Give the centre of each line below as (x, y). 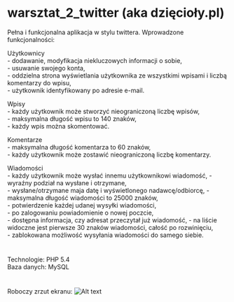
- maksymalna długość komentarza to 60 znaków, (79, 147)
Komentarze (25, 139)
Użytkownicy (26, 53)
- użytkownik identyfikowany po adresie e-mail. (76, 90)
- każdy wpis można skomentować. (58, 126)
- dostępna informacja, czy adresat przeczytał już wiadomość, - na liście (112, 220)
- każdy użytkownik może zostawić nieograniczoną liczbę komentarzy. (109, 154)
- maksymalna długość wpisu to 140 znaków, (72, 118)
